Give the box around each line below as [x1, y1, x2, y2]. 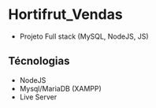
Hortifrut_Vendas [8, 6, 124, 24]
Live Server [19, 92, 58, 102]
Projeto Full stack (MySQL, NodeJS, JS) [19, 32, 149, 41]
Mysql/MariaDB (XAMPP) [19, 84, 102, 93]
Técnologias [8, 54, 70, 68]
